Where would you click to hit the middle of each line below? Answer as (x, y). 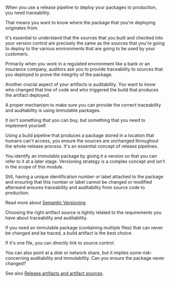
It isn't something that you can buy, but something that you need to (75, 120)
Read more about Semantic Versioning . (46, 203)
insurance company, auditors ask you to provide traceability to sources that (84, 69)
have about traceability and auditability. (46, 218)
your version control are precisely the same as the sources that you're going (85, 43)
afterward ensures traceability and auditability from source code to (75, 187)
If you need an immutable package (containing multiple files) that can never (84, 227)
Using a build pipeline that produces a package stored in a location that (80, 135)
